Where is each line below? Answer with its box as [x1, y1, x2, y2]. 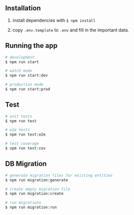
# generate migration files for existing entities [5, 172, 113, 178]
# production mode [5, 82, 43, 87]
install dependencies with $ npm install [12, 17, 96, 23]
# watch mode [5, 68, 32, 73]
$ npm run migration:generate [5, 177, 68, 182]
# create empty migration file [5, 186, 70, 191]
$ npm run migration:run [5, 205, 57, 210]
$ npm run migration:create [5, 191, 64, 196]
